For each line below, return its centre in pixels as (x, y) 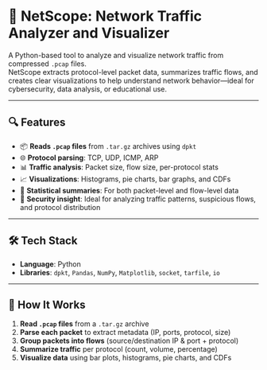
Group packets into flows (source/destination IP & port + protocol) (129, 341)
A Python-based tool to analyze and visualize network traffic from (116, 55)
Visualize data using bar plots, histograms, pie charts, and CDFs (126, 358)
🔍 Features (37, 123)
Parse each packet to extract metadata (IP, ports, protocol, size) (125, 333)
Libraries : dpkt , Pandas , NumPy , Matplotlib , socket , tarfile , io (120, 272)
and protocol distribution (60, 207)
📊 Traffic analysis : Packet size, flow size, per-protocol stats (119, 167)
